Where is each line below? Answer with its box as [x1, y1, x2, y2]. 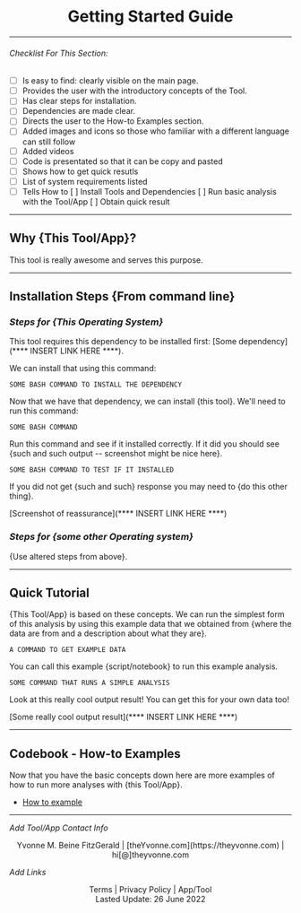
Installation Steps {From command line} [9, 289, 236, 304]
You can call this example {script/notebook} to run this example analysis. [9, 661, 279, 672]
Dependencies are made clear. [21, 106, 136, 117]
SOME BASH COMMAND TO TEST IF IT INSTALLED [9, 465, 175, 474]
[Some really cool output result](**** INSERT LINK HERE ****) [9, 711, 238, 723]
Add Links [9, 867, 47, 878]
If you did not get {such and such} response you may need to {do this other [9, 482, 288, 492]
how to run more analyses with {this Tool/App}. [9, 779, 184, 790]
